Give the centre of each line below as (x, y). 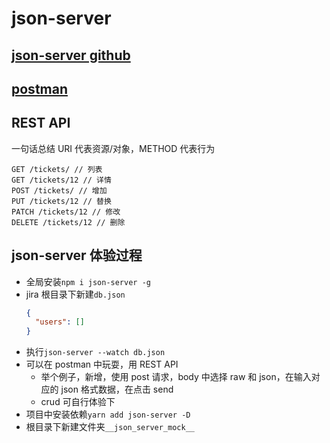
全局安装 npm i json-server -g (88, 281)
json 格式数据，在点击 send (117, 389)
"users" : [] (60, 322)
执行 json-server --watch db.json (95, 352)
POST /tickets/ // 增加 (59, 190)
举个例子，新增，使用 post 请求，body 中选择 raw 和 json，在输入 (176, 377)
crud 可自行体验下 (78, 402)
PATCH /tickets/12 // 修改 (66, 212)
